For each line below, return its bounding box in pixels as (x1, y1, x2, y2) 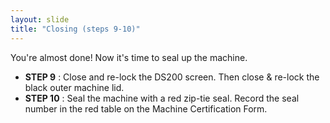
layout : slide (10, 14, 70, 25)
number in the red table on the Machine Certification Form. (24, 102, 268, 115)
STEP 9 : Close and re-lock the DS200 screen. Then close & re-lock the (24, 71, 320, 83)
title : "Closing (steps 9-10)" (10, 24, 141, 34)
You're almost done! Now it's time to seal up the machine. (10, 51, 248, 63)
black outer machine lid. (24, 81, 125, 93)
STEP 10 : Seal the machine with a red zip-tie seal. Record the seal (24, 92, 300, 104)
